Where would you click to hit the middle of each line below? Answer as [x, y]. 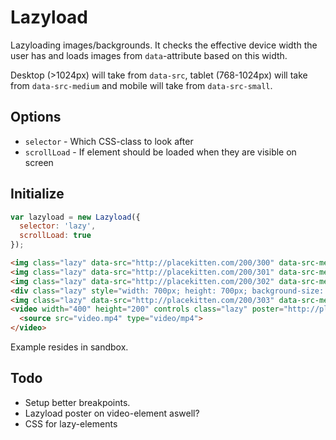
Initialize [37, 194]
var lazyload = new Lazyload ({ [75, 217]
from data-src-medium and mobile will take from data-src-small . [141, 85]
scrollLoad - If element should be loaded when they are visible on [160, 152]
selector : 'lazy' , [58, 226]
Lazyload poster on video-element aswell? [112, 413]
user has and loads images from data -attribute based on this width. [149, 55]
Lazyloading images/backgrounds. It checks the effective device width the [164, 45]
